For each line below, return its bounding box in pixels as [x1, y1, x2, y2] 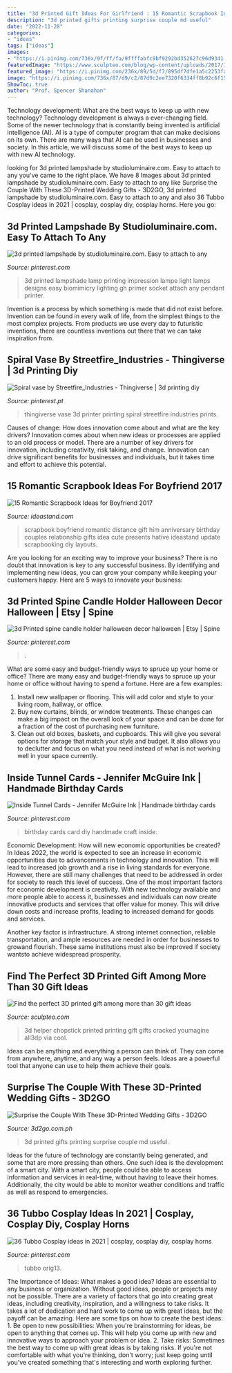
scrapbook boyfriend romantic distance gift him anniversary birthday [23, 525, 220, 533]
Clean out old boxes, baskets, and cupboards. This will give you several [17, 730, 221, 738]
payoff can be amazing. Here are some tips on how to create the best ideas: [7, 1314, 223, 1322]
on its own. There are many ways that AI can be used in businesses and [7, 136, 211, 144]
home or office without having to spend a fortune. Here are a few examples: [7, 679, 223, 688]
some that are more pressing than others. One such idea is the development [7, 1158, 224, 1166]
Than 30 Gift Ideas [7, 981, 88, 993]
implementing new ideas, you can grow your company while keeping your [7, 568, 217, 576]
